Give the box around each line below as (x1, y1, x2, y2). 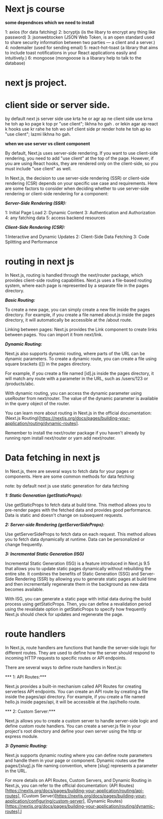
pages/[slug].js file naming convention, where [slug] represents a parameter (5, 762, 158, 768)
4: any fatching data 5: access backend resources (5, 215, 106, 221)
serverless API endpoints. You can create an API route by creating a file (5, 688, 148, 694)
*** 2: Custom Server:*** (5, 708, 56, 714)
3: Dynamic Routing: (5, 743, 48, 749)
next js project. (5, 77, 67, 88)
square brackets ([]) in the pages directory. (5, 361, 91, 367)
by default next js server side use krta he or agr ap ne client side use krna (5, 116, 153, 122)
